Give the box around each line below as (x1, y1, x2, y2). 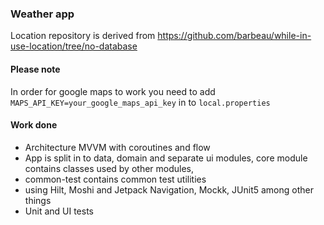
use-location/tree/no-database (10, 40, 138, 52)
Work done (10, 119, 58, 131)
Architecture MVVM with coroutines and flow (24, 141, 211, 153)
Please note (10, 63, 61, 75)
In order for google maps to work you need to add (10, 85, 216, 97)
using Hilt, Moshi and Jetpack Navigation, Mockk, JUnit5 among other (24, 183, 314, 196)
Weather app (10, 7, 75, 21)
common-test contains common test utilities (24, 173, 207, 185)
